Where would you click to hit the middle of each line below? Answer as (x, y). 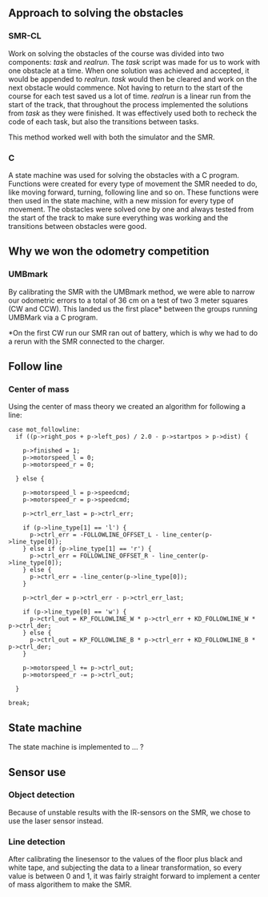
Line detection (37, 842)
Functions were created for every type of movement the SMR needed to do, (133, 183)
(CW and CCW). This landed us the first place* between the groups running (133, 308)
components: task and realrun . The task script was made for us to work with (134, 62)
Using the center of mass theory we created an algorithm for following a (127, 407)
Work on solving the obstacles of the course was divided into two (116, 53)
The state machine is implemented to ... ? (76, 747)
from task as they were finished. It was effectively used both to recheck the (133, 113)
